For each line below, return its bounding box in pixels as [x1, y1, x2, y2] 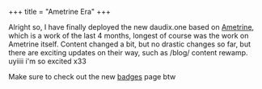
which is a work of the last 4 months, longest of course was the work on [8, 31, 249, 40]
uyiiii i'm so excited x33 [8, 56, 87, 66]
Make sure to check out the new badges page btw [8, 72, 176, 81]
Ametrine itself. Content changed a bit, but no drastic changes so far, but [8, 39, 251, 49]
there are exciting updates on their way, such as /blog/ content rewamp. [8, 48, 248, 57]
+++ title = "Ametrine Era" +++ [8, 7, 112, 16]
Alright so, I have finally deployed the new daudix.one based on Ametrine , [8, 22, 255, 31]
